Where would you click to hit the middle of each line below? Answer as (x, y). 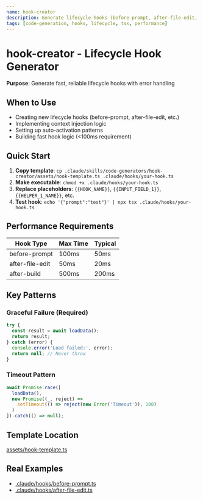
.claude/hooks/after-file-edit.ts (54, 490)
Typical (105, 243)
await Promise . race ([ (34, 387)
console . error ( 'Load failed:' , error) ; (62, 348)
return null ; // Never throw (49, 354)
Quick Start (28, 156)
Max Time (73, 243)
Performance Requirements (60, 226)
